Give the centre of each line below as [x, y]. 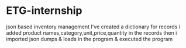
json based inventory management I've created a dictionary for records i [93, 27]
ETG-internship [44, 11]
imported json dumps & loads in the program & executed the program [89, 39]
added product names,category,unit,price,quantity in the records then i [92, 32]
